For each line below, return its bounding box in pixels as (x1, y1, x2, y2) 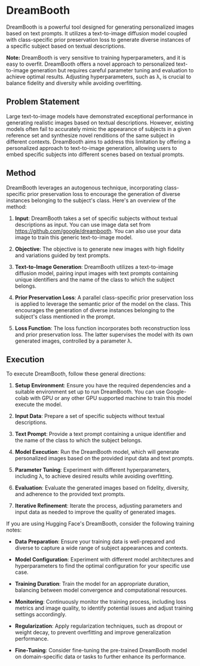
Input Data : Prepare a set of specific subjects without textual (14, 413, 165, 420)
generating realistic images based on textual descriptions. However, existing (6, 119, 194, 126)
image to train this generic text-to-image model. (14, 234, 133, 241)
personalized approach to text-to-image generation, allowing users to (6, 144, 177, 151)
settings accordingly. (14, 611, 67, 618)
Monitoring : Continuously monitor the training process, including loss (14, 598, 186, 606)
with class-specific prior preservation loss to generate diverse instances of (6, 36, 191, 43)
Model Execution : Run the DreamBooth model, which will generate (14, 448, 179, 456)
